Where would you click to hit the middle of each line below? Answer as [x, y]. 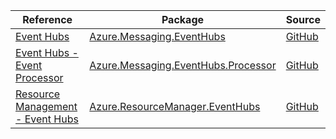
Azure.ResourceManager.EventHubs [175, 106]
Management [46, 106]
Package [183, 19]
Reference [47, 19]
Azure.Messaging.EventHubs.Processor [183, 65]
